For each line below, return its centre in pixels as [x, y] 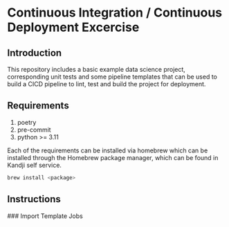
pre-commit [34, 130]
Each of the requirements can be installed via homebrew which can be [108, 150]
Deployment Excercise [73, 27]
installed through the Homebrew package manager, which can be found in [113, 157]
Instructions [34, 199]
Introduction [35, 53]
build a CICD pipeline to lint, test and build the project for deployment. [107, 84]
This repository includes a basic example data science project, [96, 69]
